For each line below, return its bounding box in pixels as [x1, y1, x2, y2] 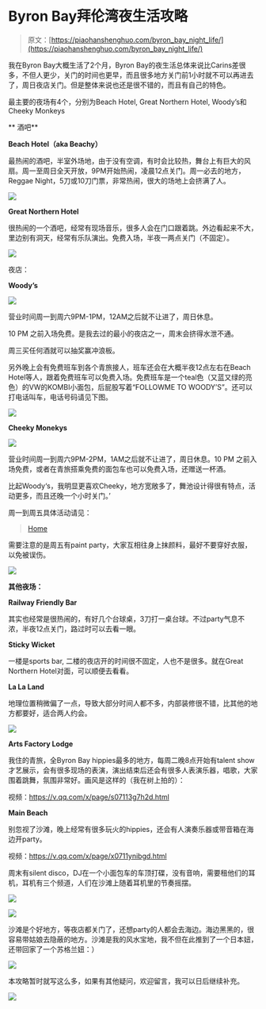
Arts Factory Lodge [8, 739, 74, 749]
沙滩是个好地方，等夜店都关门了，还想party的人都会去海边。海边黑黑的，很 [8, 924, 255, 934]
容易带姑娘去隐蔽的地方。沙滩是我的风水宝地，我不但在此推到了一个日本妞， [8, 934, 258, 944]
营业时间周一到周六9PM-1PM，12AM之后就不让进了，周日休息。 [8, 311, 218, 322]
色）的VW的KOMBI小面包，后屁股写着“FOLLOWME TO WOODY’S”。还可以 [8, 382, 253, 391]
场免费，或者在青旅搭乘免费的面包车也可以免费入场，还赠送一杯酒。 [8, 464, 230, 473]
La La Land [8, 682, 45, 691]
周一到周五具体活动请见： [8, 507, 92, 517]
